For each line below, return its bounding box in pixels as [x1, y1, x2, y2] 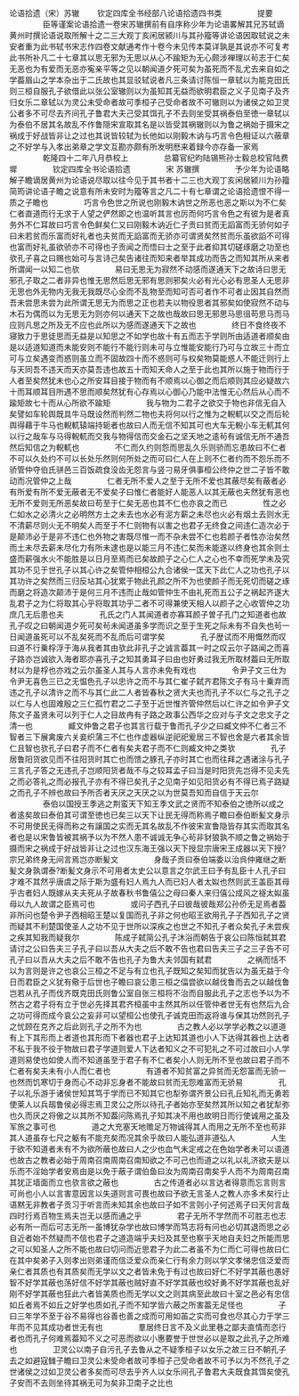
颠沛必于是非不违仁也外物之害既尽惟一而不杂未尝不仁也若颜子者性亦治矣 [16, 531, 282, 542]
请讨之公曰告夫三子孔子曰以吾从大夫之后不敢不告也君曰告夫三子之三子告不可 [9, 943, 290, 953]
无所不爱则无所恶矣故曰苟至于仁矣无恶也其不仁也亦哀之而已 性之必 [9, 498, 287, 508]
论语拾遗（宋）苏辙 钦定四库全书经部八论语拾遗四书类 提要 [9, 8, 273, 18]
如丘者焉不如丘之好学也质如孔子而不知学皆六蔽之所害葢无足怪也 [9, 1300, 243, 1310]
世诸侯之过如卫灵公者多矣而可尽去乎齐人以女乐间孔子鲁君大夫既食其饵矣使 [9, 1367, 282, 1376]
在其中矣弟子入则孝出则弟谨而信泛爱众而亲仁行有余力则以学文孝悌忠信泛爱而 [9, 1255, 290, 1265]
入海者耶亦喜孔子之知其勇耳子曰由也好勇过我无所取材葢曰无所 [55, 654, 282, 664]
